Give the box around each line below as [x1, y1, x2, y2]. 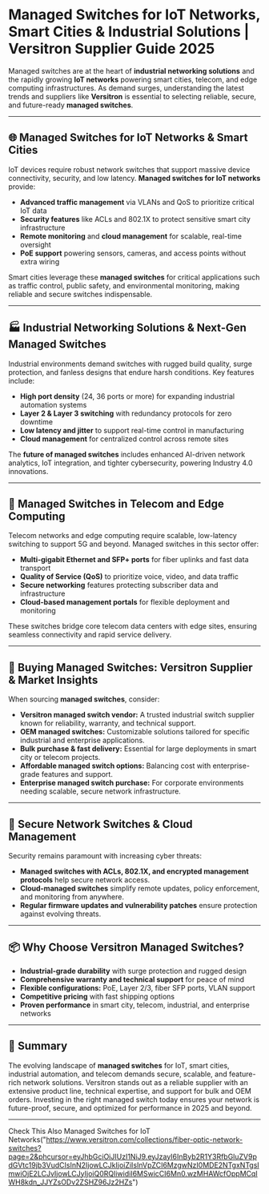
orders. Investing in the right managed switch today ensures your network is [8, 1095, 260, 1104]
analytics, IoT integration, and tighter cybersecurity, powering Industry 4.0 [8, 458, 254, 468]
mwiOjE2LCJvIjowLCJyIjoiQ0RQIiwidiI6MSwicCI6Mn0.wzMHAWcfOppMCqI [8, 1168, 258, 1178]
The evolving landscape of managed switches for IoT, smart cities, [8, 1060, 230, 1070]
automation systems [19, 400, 87, 409]
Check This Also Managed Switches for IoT [8, 1126, 151, 1136]
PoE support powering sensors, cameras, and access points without [19, 248, 247, 258]
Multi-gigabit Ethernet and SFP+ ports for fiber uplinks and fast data [19, 555, 249, 565]
